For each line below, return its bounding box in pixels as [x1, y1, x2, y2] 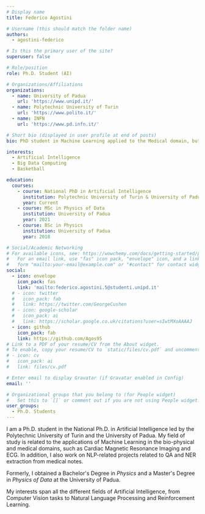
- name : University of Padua [12, 93, 86, 99]
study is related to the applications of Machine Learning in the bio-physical [6, 438, 195, 446]
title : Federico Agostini [6, 15, 72, 21]
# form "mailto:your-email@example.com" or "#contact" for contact [6, 262, 187, 268]
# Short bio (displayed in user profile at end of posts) [6, 132, 157, 138]
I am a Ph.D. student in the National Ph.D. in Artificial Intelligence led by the [6, 425, 195, 432]
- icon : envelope [12, 273, 56, 279]
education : [6, 177, 34, 183]
